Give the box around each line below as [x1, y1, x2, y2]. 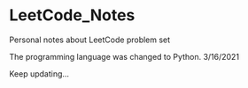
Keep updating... [9, 68, 69, 79]
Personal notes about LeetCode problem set [9, 34, 171, 45]
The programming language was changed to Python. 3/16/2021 [9, 51, 240, 62]
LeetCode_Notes [9, 5, 136, 26]
